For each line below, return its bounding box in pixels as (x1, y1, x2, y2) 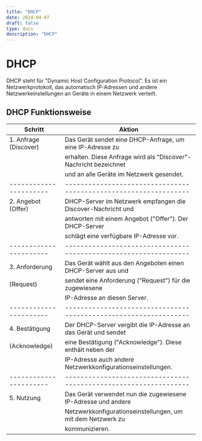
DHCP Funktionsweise (6, 107, 92, 117)
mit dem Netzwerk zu (64, 414, 125, 423)
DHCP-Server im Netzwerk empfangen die (64, 197, 186, 205)
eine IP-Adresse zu (64, 143, 120, 151)
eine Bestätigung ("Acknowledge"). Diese (64, 338, 182, 346)
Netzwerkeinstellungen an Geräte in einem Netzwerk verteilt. (6, 90, 158, 97)
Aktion (119, 125, 139, 133)
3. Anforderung (9, 263, 53, 271)
